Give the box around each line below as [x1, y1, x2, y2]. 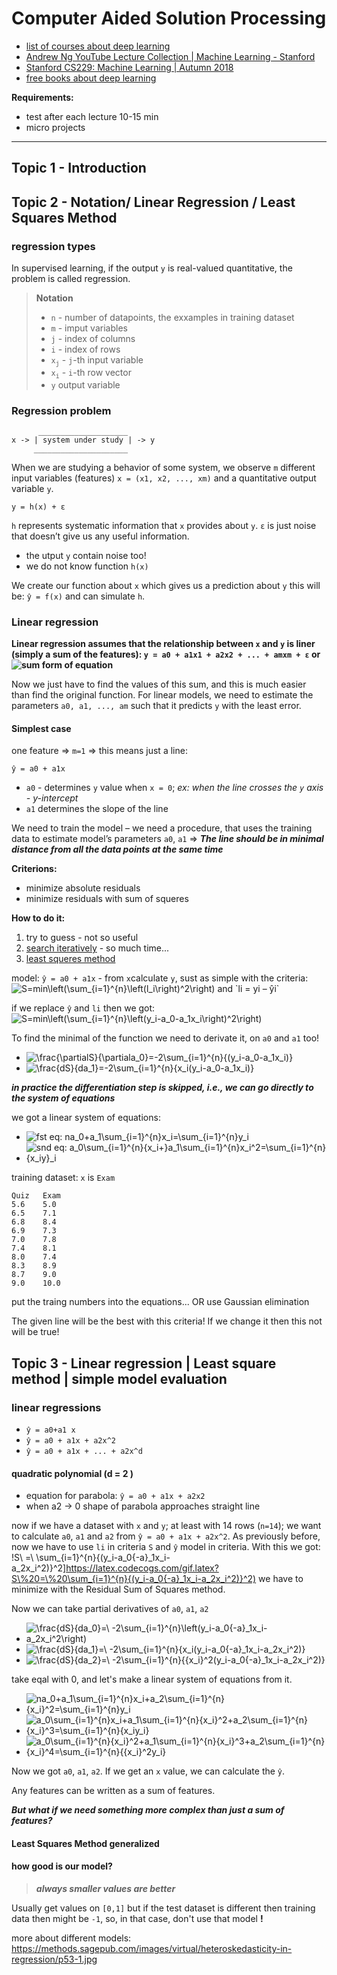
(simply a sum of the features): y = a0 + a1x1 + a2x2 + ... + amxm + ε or [11, 648, 321, 661]
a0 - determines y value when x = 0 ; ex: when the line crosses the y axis [25, 782, 324, 794]
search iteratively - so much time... [25, 942, 170, 954]
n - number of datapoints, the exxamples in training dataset [50, 312, 295, 324]
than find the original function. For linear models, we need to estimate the [11, 689, 314, 701]
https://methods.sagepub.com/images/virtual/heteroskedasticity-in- [11, 1943, 293, 1955]
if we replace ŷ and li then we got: [11, 1002, 156, 1014]
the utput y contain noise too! [25, 549, 147, 561]
